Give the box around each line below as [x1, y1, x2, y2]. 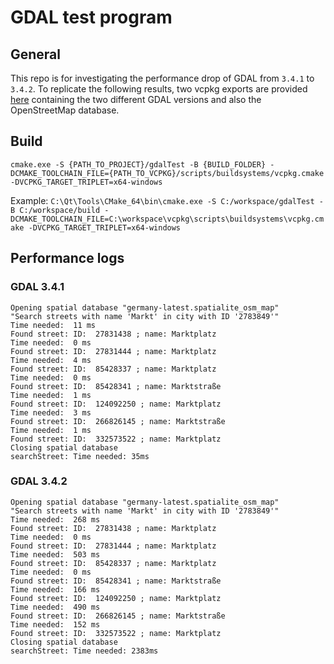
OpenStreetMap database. [10, 104, 120, 116]
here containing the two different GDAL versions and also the [10, 94, 262, 105]
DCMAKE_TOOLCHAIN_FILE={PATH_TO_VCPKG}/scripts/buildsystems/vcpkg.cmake [10, 168, 325, 178]
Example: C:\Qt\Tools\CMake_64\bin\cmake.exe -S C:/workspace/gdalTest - [10, 194, 324, 206]
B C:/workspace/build [10, 205, 101, 215]
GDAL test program [10, 6, 173, 29]
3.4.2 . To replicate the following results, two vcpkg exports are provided [10, 83, 308, 95]
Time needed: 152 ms [10, 619, 101, 630]
